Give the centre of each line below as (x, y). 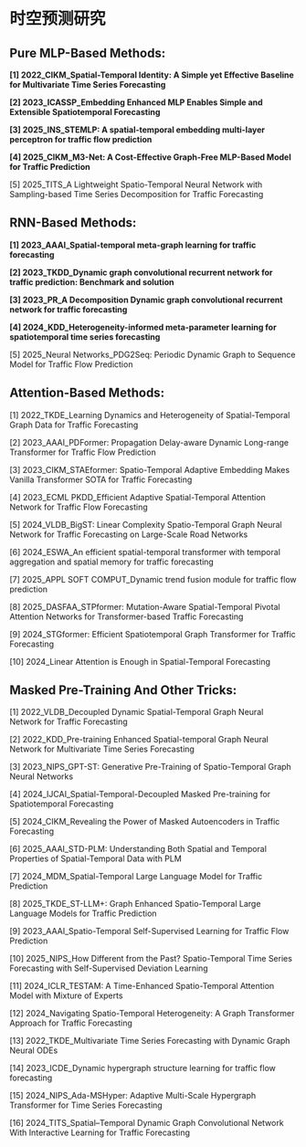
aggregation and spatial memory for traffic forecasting (112, 562)
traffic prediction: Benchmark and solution (92, 282)
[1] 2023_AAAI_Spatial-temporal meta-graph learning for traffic (133, 245)
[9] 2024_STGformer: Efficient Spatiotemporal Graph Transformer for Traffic (153, 634)
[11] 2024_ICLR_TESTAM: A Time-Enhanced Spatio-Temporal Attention (142, 986)
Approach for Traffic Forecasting (71, 1023)
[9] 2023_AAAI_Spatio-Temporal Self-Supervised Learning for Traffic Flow (149, 931)
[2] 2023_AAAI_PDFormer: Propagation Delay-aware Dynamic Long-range (149, 442)
